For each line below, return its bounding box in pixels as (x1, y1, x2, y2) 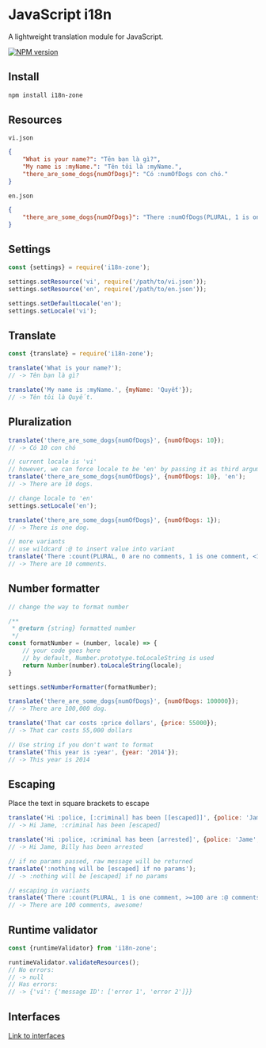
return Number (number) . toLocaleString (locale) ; (22, 661, 182, 670)
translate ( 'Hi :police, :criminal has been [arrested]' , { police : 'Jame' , (8, 835, 260, 844)
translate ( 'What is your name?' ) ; (8, 364, 123, 372)
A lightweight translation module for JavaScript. (8, 32, 164, 41)
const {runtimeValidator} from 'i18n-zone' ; (8, 944, 158, 952)
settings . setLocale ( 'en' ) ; (8, 501, 97, 509)
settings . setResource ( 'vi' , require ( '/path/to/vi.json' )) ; (8, 278, 207, 286)
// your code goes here (22, 647, 101, 655)
